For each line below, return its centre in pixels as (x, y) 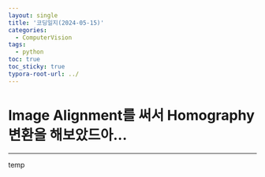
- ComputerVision (44, 37)
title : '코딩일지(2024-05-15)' (56, 23)
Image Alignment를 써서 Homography (131, 115)
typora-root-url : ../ (44, 74)
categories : (28, 30)
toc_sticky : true (37, 67)
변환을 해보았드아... (68, 135)
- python (30, 52)
